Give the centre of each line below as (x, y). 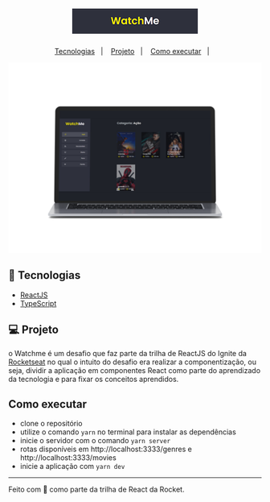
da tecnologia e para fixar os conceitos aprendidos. (94, 379)
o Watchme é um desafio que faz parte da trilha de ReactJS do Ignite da (128, 353)
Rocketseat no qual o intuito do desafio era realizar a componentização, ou (133, 362)
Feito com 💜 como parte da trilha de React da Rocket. (96, 490)
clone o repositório (51, 424)
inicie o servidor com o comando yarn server (95, 441)
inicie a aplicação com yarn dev (72, 467)
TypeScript (38, 303)
